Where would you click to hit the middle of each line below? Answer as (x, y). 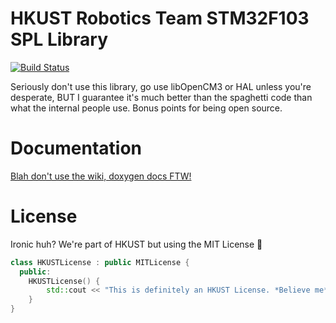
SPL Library (59, 39)
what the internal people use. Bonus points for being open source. (146, 108)
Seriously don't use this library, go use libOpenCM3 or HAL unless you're (161, 86)
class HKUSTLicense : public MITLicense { (100, 262)
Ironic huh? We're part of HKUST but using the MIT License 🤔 (136, 244)
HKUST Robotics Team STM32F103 (160, 18)
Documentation (76, 148)
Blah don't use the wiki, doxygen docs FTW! (101, 176)
